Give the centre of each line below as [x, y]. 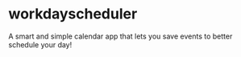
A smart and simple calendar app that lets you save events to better [120, 36]
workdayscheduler [73, 14]
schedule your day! [40, 44]
